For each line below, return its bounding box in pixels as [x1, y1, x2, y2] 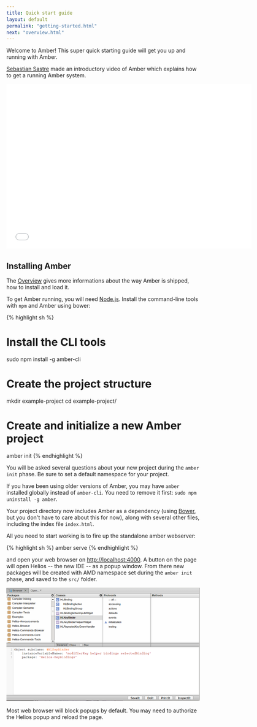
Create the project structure [6, 377, 152, 391]
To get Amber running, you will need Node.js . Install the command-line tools [6, 295, 198, 303]
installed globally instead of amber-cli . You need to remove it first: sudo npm [6, 489, 197, 496]
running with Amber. [6, 53, 58, 61]
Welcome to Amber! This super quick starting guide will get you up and [6, 47, 186, 55]
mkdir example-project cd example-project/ [6, 397, 117, 405]
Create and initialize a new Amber [6, 419, 182, 433]
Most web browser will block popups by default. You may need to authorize [6, 707, 198, 714]
